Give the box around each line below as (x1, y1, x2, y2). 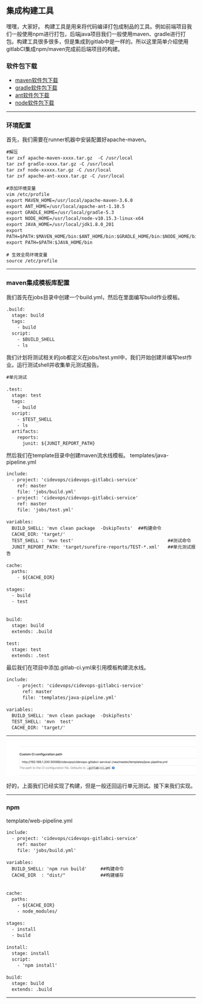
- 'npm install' (17, 962, 58, 969)
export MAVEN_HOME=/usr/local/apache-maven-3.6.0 (6, 198, 133, 204)
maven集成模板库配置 (6, 279, 70, 287)
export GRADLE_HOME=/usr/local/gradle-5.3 (6, 210, 114, 216)
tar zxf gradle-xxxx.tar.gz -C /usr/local (6, 161, 114, 167)
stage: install (11, 950, 50, 957)
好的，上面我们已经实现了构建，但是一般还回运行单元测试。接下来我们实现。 (6, 782, 196, 790)
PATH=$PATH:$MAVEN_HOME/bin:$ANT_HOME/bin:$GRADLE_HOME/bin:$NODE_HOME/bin (6, 234, 200, 240)
